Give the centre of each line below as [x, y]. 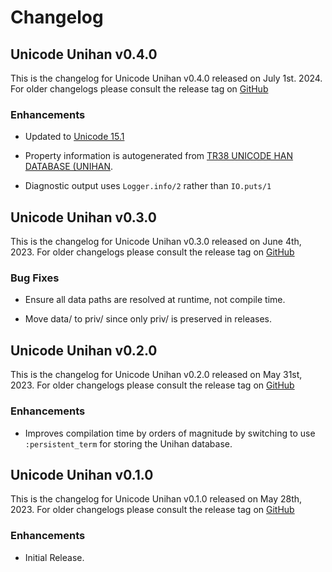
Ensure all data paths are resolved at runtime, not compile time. [155, 300]
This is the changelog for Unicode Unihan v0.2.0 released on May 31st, [156, 375]
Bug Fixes [35, 278]
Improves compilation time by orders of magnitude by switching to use [170, 433]
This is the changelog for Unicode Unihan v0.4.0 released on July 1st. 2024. [166, 78]
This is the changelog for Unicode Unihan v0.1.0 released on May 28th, [156, 499]
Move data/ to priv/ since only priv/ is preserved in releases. [148, 319]
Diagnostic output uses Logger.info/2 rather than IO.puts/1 [148, 186]
